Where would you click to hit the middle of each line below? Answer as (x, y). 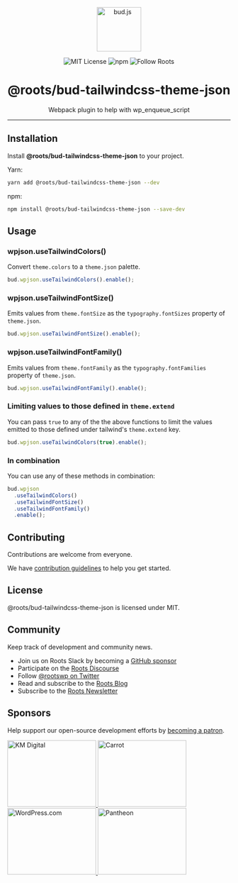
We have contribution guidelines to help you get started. (89, 568)
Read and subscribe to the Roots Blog (73, 683)
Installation (33, 139)
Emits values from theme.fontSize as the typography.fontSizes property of (116, 313)
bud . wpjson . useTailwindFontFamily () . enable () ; (77, 388)
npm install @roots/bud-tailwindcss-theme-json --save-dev (96, 209)
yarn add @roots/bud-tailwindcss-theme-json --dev (84, 182)
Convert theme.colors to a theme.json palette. (74, 267)
